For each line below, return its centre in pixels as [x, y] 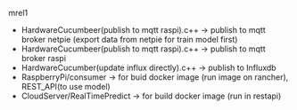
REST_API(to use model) [66, 86]
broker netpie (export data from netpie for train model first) [129, 39]
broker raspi [44, 58]
